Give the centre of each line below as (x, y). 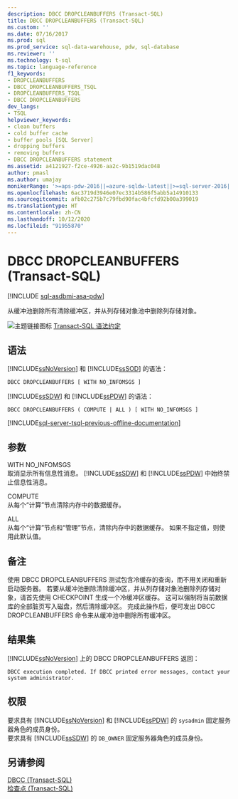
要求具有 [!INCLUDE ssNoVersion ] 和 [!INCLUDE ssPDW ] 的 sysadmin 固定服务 (119, 720)
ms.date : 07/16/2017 (38, 34)
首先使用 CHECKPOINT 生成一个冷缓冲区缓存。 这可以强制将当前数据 (127, 597)
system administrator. (41, 678)
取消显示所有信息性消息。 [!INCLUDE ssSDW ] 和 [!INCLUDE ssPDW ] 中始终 (115, 474)
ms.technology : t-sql (39, 61)
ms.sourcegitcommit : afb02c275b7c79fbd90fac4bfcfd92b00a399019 (103, 199)
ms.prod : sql (27, 41)
